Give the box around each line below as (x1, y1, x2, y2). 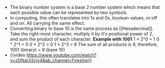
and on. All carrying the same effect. (9, 20, 85, 26)
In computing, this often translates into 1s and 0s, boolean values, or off (9, 15, 157, 20)
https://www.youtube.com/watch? (26, 52, 96, 58)
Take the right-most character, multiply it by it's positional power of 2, (9, 31, 153, 36)
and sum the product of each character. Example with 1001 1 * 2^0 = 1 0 (9, 36, 159, 42)
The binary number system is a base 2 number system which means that (9, 4, 160, 10)
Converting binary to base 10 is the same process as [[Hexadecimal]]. (9, 25, 154, 31)
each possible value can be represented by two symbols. (9, 9, 128, 15)
